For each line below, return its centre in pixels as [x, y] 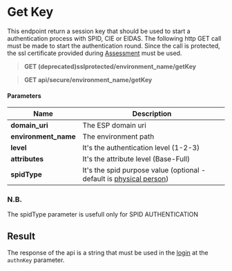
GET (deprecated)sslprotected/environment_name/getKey [110, 66]
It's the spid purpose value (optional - [144, 170]
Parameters [24, 96]
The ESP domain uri [114, 126]
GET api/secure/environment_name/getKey [88, 79]
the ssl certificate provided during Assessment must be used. [95, 53]
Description [152, 114]
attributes [27, 159]
